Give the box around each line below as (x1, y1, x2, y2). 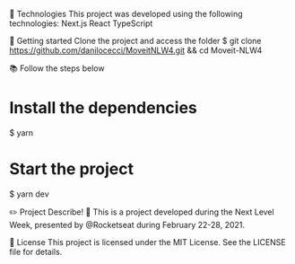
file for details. (9, 246, 63, 257)
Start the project (9, 159, 134, 180)
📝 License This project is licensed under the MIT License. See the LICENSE (9, 236, 287, 247)
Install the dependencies (9, 98, 197, 119)
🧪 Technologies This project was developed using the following (9, 9, 244, 19)
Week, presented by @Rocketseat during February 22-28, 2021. (9, 219, 245, 230)
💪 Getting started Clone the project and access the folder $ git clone (9, 36, 262, 46)
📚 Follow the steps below (9, 63, 105, 74)
